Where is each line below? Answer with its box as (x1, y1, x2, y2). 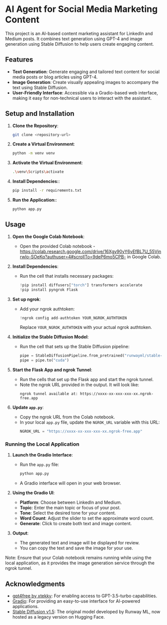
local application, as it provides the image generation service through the (5, 560, 155, 566)
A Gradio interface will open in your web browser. (19, 480, 121, 486)
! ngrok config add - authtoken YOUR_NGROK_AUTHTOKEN (19, 315, 127, 320)
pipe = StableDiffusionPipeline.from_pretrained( (19, 353, 125, 358)
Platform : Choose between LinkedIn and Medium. (19, 499, 122, 505)
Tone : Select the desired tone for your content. (19, 510, 116, 516)
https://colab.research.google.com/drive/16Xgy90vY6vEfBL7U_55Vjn (19, 248, 162, 254)
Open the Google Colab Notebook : (12, 234, 85, 239)
